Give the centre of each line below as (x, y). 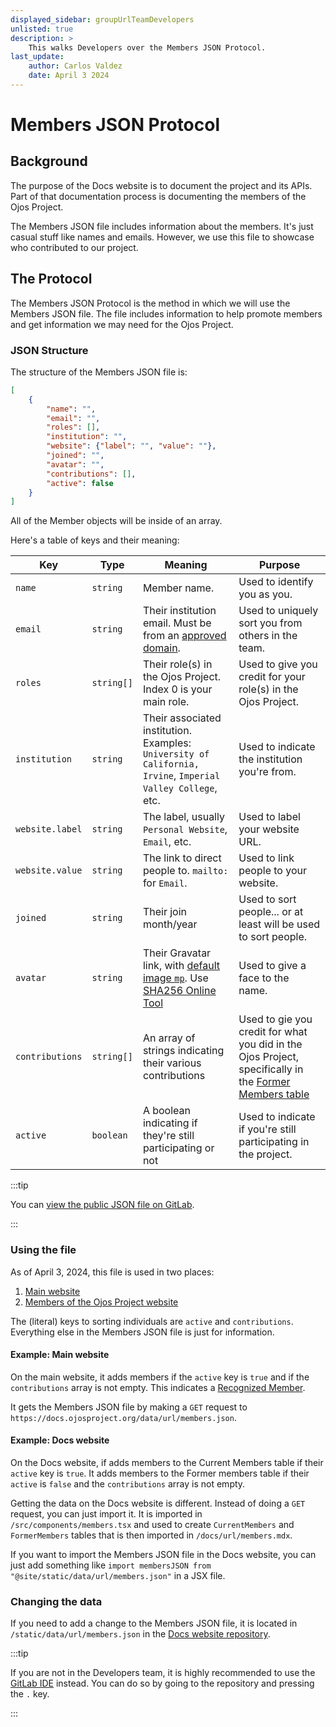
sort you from (270, 623)
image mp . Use (175, 978)
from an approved (184, 636)
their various (172, 1063)
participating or (178, 1148)
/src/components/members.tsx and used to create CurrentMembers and (152, 1525)
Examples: (167, 743)
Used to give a (272, 966)
